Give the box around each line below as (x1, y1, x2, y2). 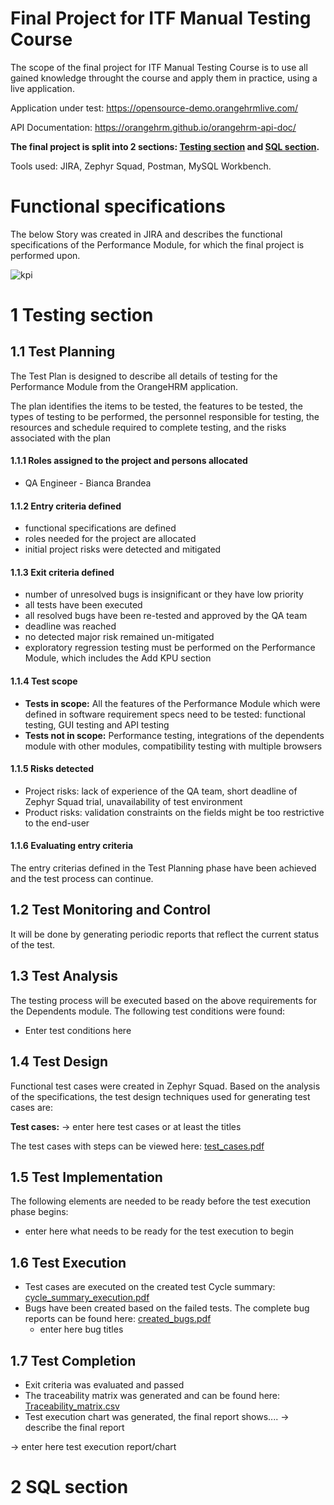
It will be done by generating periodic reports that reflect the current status (10, 928, 320, 940)
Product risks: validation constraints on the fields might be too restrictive (24, 806, 325, 818)
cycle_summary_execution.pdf (24, 1292, 150, 1304)
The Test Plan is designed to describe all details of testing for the (10, 370, 278, 382)
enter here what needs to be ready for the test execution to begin (24, 1225, 295, 1237)
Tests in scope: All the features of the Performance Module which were (24, 697, 321, 709)
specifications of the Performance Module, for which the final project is (10, 238, 305, 251)
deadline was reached (24, 620, 117, 632)
